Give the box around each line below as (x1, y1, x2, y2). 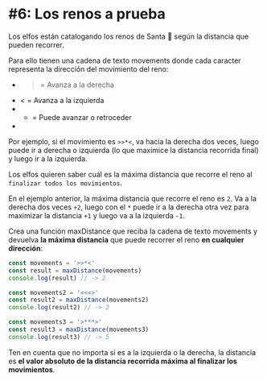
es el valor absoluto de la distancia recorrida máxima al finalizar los (8, 356, 237, 366)
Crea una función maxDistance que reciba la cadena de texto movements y (8, 226, 258, 236)
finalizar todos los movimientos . (8, 178, 122, 188)
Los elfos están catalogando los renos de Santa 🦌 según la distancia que (8, 31, 249, 41)
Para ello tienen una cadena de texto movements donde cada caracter (8, 56, 241, 65)
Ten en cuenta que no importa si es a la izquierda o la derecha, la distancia (8, 347, 257, 357)
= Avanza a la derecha (39, 80, 115, 89)
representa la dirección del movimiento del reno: (8, 64, 169, 73)
